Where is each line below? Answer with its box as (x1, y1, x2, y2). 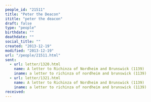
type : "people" (5, 25, 37, 30)
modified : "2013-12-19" (5, 48, 54, 53)
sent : (5, 57, 16, 62)
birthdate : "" (5, 30, 35, 35)
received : (5, 89, 26, 94)
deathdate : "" (5, 35, 35, 40)
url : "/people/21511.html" (5, 52, 61, 58)
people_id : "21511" (5, 7, 45, 12)
